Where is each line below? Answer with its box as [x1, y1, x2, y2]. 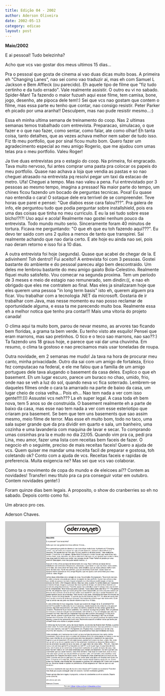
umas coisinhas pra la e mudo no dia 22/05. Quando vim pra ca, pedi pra [5, 432, 153, 438]
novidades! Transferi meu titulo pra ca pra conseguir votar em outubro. [5, 473, 149, 479]
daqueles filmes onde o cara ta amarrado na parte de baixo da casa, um [5, 385, 151, 391]
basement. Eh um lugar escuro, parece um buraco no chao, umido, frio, [5, 375, 150, 380]
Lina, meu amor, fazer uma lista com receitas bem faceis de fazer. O [5, 437, 143, 443]
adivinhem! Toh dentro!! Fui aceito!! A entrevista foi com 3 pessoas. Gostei [5, 256, 156, 262]
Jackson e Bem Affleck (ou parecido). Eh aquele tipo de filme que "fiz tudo [5, 81, 157, 88]
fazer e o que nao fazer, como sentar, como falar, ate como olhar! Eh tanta [5, 128, 156, 134]
